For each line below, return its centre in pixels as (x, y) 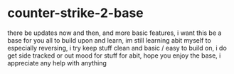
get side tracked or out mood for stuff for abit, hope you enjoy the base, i (114, 55)
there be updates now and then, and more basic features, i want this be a (115, 33)
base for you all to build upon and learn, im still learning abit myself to (109, 40)
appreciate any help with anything (57, 63)
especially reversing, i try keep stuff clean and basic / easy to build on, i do (117, 48)
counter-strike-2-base (75, 13)
